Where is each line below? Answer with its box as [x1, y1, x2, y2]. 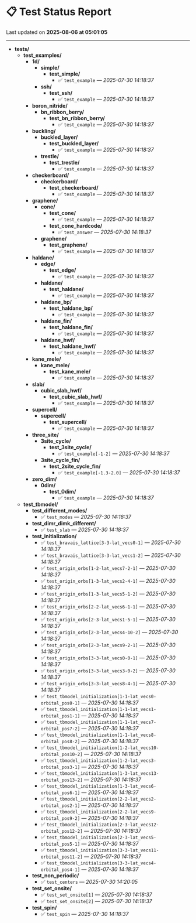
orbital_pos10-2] [40, 751, 83, 757]
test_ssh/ [49, 89, 73, 96]
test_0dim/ [49, 488, 76, 495]
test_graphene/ [49, 241, 87, 248]
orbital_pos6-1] [40, 789, 80, 796]
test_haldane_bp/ [49, 305, 93, 312]
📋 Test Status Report [6, 5, 112, 19]
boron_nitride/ [32, 102, 68, 109]
